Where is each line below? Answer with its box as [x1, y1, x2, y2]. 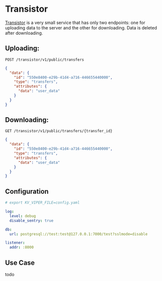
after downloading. [5, 30, 43, 36]
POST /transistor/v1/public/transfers [5, 57, 84, 62]
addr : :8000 [9, 245, 34, 250]
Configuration [5, 187, 49, 195]
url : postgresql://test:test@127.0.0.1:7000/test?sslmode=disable [9, 232, 148, 236]
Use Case [5, 258, 35, 267]
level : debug [9, 213, 36, 218]
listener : [5, 240, 25, 245]
